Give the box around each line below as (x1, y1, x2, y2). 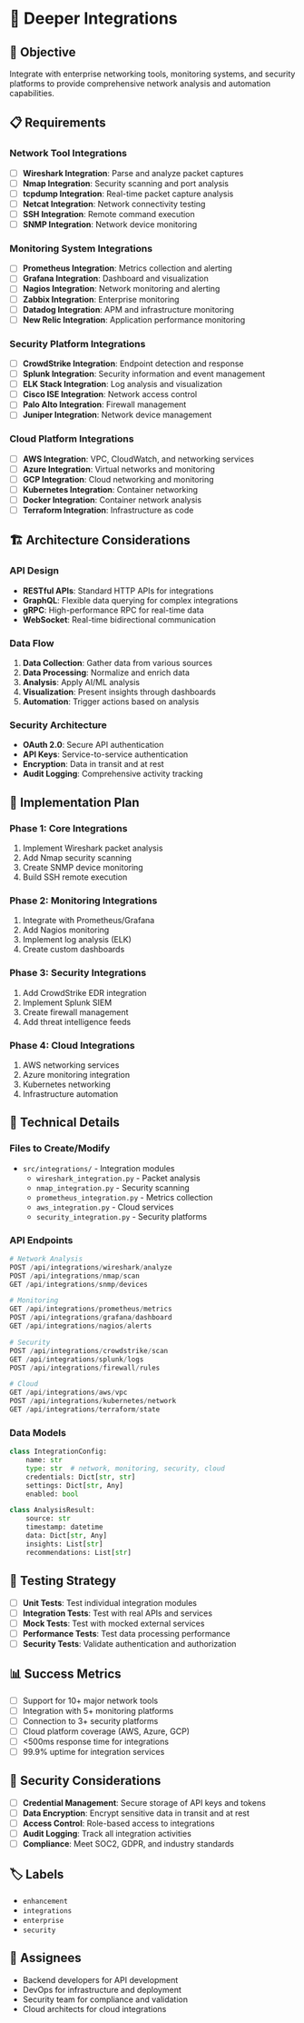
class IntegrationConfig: (9, 1447, 107, 1457)
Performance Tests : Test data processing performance (22, 1628, 230, 1639)
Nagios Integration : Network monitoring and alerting (22, 284, 221, 294)
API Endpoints (9, 1233, 74, 1246)
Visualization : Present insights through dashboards (22, 686, 216, 698)
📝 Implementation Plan (9, 794, 140, 810)
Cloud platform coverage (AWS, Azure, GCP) (22, 1726, 191, 1737)
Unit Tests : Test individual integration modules (22, 1597, 198, 1608)
